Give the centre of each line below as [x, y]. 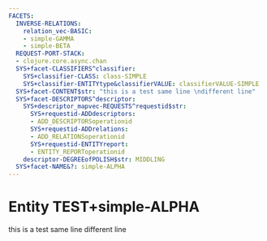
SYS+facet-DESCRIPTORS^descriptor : [76, 99]
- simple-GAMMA [49, 39]
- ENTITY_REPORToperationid [78, 152]
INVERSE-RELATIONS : [49, 24]
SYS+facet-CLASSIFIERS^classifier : [76, 69]
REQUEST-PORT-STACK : [50, 54]
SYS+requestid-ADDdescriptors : [83, 114]
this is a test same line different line [68, 230]
